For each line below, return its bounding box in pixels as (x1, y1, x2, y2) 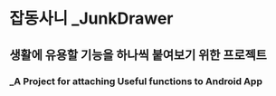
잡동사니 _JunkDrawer (9, 8, 174, 29)
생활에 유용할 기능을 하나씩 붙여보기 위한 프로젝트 (9, 47, 267, 62)
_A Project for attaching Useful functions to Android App (9, 74, 262, 87)
